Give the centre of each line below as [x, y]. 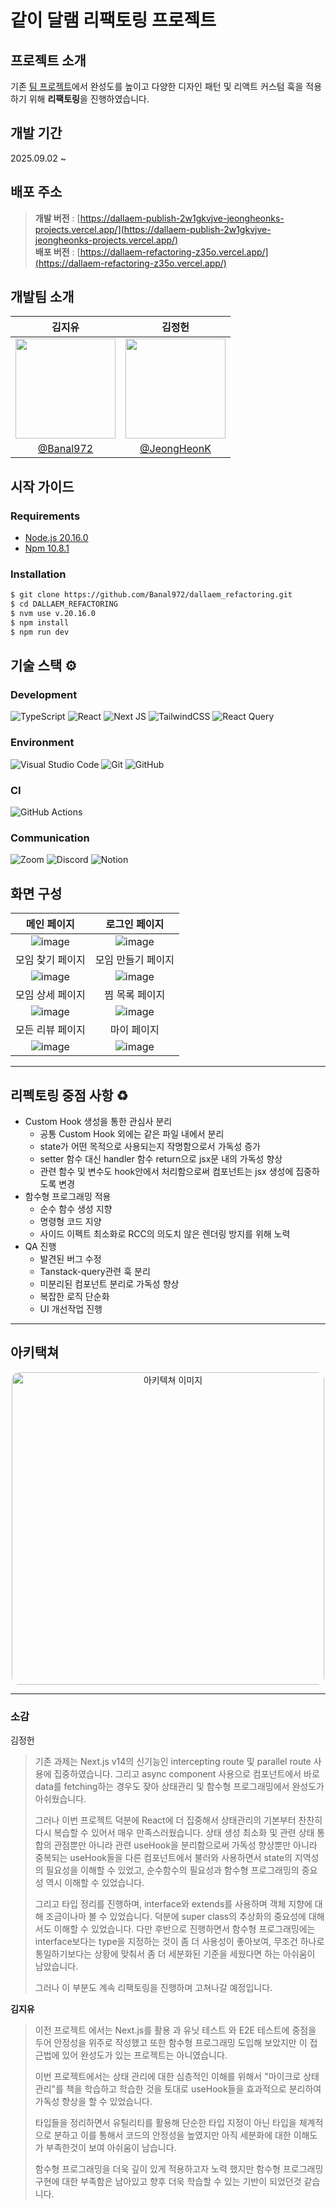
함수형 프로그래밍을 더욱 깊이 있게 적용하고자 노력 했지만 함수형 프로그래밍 [179, 2169]
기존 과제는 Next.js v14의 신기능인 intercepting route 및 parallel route [173, 1762]
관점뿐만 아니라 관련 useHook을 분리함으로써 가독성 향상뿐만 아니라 [185, 1845]
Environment [42, 743]
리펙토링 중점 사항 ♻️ [69, 1095]
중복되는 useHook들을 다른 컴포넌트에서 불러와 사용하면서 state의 [163, 1858]
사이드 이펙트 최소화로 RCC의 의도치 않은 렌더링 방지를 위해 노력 [165, 1234]
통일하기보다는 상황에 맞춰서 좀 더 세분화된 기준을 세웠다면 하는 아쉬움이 [175, 1954]
